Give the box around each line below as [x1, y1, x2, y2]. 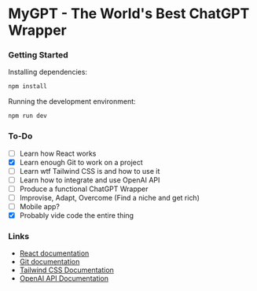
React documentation [19, 249, 90, 258]
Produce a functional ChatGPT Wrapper [19, 184, 149, 193]
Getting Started [8, 50, 68, 61]
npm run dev [8, 112, 47, 120]
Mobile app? [19, 201, 61, 211]
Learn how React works [19, 149, 97, 158]
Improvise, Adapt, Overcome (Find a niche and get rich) [19, 193, 200, 202]
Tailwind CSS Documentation [19, 265, 114, 275]
